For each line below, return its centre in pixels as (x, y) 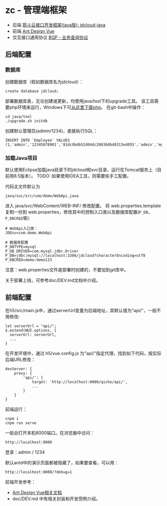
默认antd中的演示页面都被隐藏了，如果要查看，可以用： (62, 462)
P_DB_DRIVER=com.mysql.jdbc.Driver (42, 251)
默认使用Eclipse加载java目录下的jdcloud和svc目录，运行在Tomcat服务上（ (81, 169)
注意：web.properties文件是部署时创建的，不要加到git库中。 (67, 269)
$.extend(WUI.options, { (31, 330)
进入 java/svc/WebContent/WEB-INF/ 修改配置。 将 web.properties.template (83, 206)
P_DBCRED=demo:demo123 (29, 260)
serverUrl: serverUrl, (33, 335)
